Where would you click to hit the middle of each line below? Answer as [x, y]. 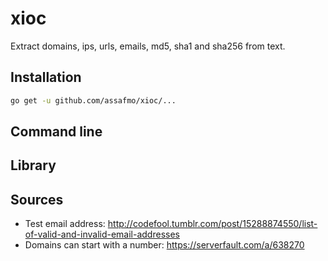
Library [33, 165]
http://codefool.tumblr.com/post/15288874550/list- [212, 224]
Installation [46, 77]
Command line [56, 132]
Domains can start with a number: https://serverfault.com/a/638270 [164, 245]
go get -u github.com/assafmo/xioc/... [93, 100]
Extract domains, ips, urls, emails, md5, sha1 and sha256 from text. [148, 46]
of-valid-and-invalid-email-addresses [102, 234]
